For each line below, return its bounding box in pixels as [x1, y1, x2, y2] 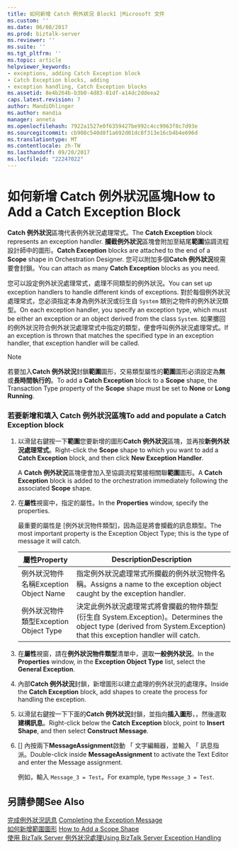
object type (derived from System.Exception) [76, 622, 227, 632]
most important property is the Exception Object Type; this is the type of [17, 530, 229, 538]
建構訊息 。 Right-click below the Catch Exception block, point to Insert [17, 718, 225, 728]
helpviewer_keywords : [7, 63, 72, 70]
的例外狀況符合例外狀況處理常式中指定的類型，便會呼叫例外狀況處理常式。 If [7, 323, 229, 332]
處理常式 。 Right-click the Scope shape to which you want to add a [23, 446, 219, 454]
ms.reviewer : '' [7, 37, 55, 44]
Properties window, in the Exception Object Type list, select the [17, 657, 205, 666]
